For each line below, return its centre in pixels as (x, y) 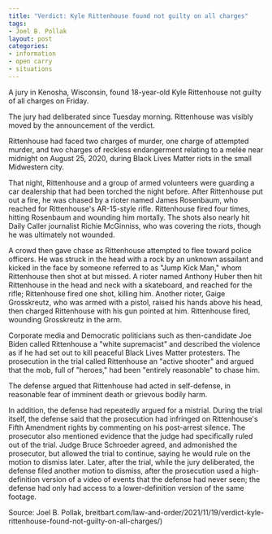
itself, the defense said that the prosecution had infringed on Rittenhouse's (133, 418)
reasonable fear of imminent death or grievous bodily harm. (108, 394)
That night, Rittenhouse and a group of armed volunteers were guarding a (132, 182)
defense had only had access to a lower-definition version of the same (127, 488)
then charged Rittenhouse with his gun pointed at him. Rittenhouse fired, (130, 311)
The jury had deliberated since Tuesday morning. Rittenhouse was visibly (131, 116)
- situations (30, 69)
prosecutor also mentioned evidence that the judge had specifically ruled (131, 436)
